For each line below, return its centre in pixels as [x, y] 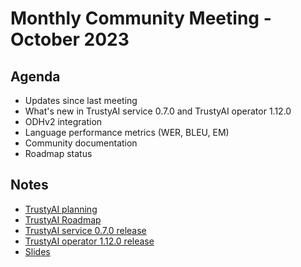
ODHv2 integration [63, 121]
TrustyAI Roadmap [63, 219]
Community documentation [81, 143]
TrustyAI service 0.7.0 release [85, 230]
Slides [37, 251]
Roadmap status [58, 153]
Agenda [35, 76]
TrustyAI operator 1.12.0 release [89, 241]
